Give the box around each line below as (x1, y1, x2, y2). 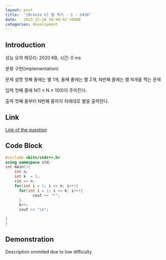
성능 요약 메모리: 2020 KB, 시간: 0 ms (5, 55, 81, 61)
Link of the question (5, 126, 47, 133)
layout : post (5, 7, 33, 13)
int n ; (14, 169, 29, 174)
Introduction (5, 40, 46, 49)
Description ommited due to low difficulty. (5, 248, 93, 255)
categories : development (5, 21, 58, 27)
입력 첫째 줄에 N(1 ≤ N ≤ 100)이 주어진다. (5, 87, 88, 93)
